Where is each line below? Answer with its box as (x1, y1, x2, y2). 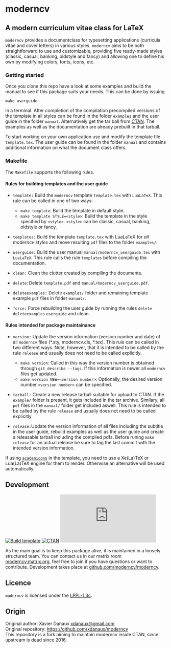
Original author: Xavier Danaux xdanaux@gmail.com (5, 620, 115, 627)
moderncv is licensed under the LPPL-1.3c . (5, 592, 92, 598)
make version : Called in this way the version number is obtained (20, 360, 154, 366)
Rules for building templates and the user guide (5, 181, 108, 187)
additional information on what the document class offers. (5, 144, 127, 151)
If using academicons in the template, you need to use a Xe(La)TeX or (5, 455, 149, 461)
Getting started (5, 71, 44, 78)
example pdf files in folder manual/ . (12, 295, 86, 301)
